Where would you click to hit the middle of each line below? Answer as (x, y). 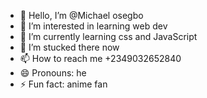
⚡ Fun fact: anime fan (63, 84)
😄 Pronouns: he (53, 73)
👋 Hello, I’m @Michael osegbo (81, 15)
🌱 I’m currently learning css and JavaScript (108, 36)
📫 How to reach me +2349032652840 (100, 58)
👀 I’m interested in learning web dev (93, 26)
